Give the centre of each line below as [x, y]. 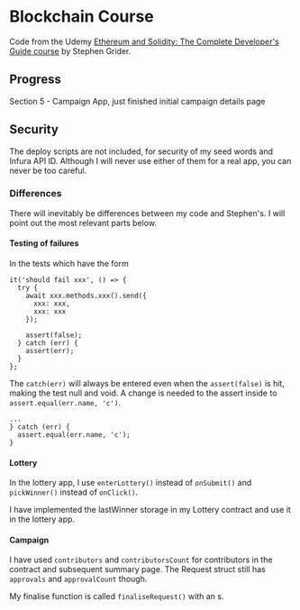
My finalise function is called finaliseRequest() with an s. [117, 596]
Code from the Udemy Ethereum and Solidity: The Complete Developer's [144, 41]
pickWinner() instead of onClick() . [74, 492]
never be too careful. [48, 170]
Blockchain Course [82, 17]
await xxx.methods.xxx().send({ [86, 296]
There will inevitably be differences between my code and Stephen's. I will [147, 213]
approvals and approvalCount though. [78, 579]
